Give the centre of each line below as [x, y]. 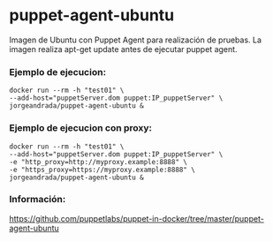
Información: [38, 200]
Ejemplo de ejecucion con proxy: [81, 128]
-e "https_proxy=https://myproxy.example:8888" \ [102, 170]
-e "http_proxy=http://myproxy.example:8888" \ [99, 162]
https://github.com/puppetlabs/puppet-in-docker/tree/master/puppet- [137, 218]
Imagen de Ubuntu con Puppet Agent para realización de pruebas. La [136, 40]
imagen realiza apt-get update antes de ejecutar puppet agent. [123, 49]
